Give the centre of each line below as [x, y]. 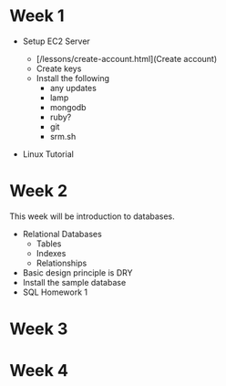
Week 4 [39, 371]
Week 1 [37, 16]
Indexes [51, 253]
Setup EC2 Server [56, 41]
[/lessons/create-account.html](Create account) [127, 58]
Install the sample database [74, 282]
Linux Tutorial [48, 154]
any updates [73, 88]
